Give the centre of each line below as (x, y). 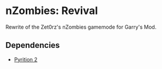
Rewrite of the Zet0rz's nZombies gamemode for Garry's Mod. (81, 27)
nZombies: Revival (52, 11)
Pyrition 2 (26, 59)
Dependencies (33, 45)
